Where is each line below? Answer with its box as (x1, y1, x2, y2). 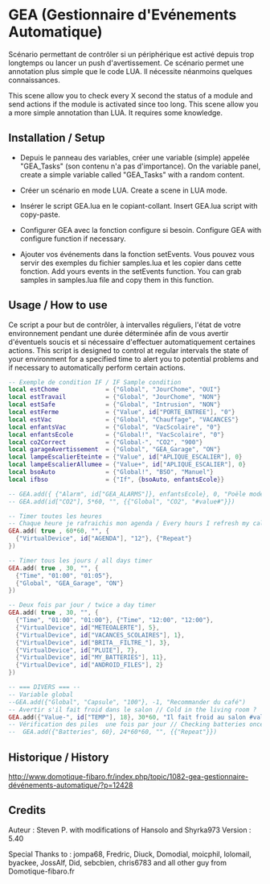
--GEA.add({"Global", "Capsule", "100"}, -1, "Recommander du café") (8, 698, 247, 706)
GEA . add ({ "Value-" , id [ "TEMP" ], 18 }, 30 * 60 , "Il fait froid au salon (8, 713, 247, 721)
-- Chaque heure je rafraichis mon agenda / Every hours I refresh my (8, 520, 250, 528)
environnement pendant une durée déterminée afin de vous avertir (8, 328, 229, 338)
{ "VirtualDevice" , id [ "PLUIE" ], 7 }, (15, 646, 138, 654)
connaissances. (8, 75, 60, 85)
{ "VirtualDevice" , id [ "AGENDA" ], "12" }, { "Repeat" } (15, 534, 193, 543)
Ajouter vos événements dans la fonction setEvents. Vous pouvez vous (19, 249, 255, 259)
